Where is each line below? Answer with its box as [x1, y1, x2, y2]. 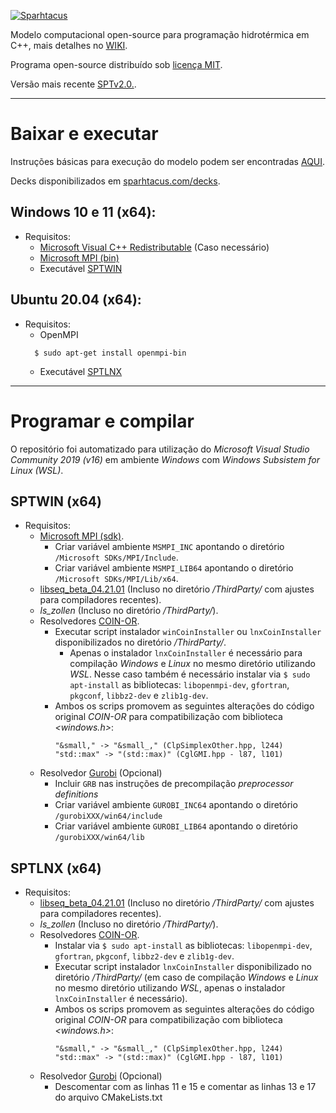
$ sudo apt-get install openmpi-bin [34, 348, 187, 358]
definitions [54, 788, 99, 800]
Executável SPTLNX [39, 365, 123, 377]
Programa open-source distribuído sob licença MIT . [10, 59, 223, 70]
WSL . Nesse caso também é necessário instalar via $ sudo [69, 668, 311, 680]
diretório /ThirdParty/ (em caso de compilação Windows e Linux [54, 971, 319, 984]
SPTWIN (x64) [10, 493, 102, 510]
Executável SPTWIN [39, 262, 123, 274]
